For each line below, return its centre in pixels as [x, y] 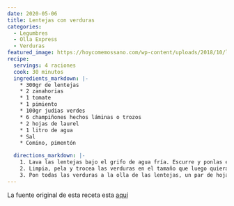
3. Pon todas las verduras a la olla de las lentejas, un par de [117, 175]
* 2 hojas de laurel [49, 124]
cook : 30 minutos [39, 72]
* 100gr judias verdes [53, 111]
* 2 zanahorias [42, 91]
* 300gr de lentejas [49, 85]
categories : [24, 26]
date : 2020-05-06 [32, 14]
